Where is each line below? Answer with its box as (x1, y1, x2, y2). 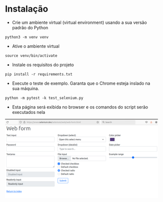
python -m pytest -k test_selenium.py (5, 95, 83, 100)
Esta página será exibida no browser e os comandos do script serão (12, 104, 148, 110)
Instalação (5, 3, 49, 15)
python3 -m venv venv (5, 35, 49, 39)
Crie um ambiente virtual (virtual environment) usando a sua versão (12, 19, 147, 25)
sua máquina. (12, 85, 39, 91)
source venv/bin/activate (5, 53, 57, 58)
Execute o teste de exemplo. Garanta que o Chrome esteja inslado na (12, 80, 150, 86)
